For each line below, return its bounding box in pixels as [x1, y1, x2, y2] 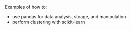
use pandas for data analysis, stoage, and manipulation [12, 14, 126, 19]
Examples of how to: [5, 4, 47, 10]
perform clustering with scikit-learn [12, 19, 85, 25]
